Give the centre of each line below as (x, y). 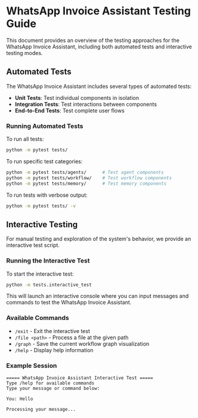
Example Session (32, 365)
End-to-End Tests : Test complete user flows (70, 110)
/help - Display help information (54, 350)
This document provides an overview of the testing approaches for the (93, 40)
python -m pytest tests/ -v (41, 206)
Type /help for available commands (50, 383)
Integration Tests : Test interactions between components (86, 104)
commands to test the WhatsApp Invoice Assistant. (69, 303)
